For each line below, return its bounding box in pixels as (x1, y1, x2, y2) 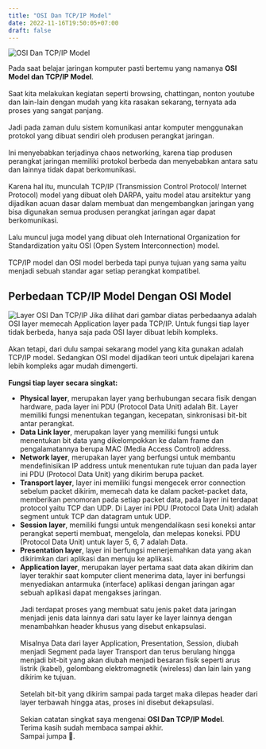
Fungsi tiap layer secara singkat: (8, 378, 118, 388)
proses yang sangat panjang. (8, 106, 103, 115)
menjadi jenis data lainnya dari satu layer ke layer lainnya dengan (19, 613, 233, 623)
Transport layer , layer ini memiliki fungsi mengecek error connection (19, 478, 246, 487)
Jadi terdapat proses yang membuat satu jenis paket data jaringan (19, 605, 237, 615)
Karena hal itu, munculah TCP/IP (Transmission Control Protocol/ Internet (8, 182, 248, 192)
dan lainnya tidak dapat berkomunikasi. (8, 165, 137, 175)
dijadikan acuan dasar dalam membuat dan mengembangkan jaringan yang (8, 199, 254, 208)
